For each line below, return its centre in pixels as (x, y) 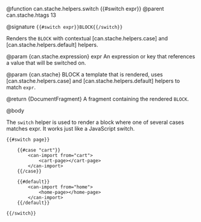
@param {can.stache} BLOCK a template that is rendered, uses (85, 74)
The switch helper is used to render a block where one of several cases (95, 122)
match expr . (21, 87)
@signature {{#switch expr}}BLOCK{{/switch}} (65, 27)
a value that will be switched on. (46, 63)
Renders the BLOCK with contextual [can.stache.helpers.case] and (87, 38)
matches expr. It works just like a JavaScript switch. (71, 128)
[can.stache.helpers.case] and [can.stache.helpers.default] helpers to (93, 81)
